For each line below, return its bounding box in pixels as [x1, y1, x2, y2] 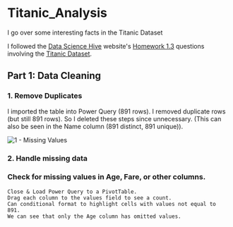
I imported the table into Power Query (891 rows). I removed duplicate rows [7, 107, 226, 116]
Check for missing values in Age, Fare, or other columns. [7, 172, 206, 182]
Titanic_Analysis [7, 5, 108, 21]
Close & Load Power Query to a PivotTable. [7, 188, 138, 195]
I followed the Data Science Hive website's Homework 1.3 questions [7, 42, 205, 50]
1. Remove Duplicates [7, 91, 83, 101]
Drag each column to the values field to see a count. [7, 194, 172, 202]
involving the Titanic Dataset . [7, 49, 92, 58]
